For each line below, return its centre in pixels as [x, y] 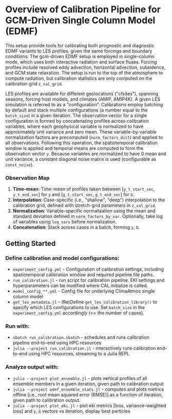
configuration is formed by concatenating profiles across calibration [77, 121]
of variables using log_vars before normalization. [65, 222]
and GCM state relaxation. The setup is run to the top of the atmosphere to [84, 72]
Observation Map [27, 178]
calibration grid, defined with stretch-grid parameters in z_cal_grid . [84, 205]
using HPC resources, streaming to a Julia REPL [79, 354]
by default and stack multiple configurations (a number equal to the [77, 110]
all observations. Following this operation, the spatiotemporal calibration [82, 143]
